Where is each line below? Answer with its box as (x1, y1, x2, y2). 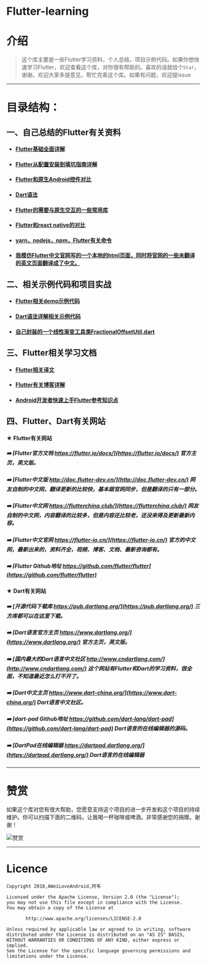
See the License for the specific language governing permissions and (6, 947, 191, 954)
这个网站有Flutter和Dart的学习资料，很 (88, 665, 187, 672)
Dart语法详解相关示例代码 (15, 313, 81, 320)
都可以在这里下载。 (17, 612, 66, 619)
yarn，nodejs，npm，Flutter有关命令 (15, 237, 112, 244)
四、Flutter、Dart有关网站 (6, 416, 106, 426)
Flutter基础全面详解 (15, 146, 66, 153)
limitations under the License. (6, 953, 89, 959)
